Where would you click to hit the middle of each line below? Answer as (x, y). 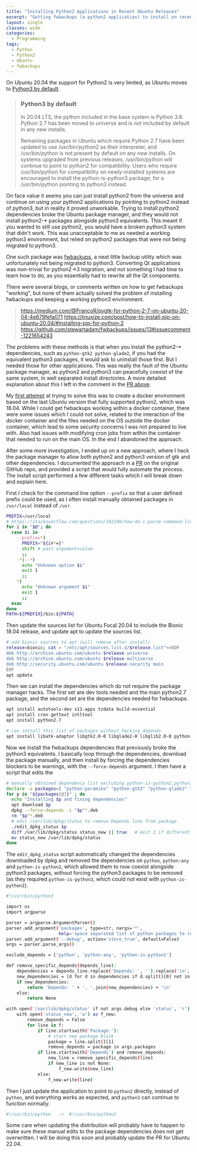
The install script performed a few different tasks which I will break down (94, 475)
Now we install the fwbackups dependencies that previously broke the (91, 747)
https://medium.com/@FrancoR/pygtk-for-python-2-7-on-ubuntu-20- (104, 311)
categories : (21, 33)
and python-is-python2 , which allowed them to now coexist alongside (90, 867)
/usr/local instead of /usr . (39, 505)
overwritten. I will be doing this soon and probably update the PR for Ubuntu (98, 1138)
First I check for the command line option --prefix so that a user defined (94, 493)
